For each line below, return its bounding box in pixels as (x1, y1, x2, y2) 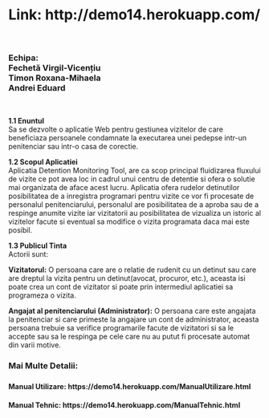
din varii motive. (8, 340, 62, 350)
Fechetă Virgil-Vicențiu (8, 62, 101, 73)
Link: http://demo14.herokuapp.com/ (8, 6, 261, 24)
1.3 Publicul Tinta (8, 241, 67, 250)
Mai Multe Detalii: (8, 360, 79, 371)
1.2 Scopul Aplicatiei (8, 157, 78, 167)
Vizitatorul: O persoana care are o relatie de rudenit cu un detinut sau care (8, 265, 257, 274)
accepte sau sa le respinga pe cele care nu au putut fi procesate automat (8, 331, 251, 342)
